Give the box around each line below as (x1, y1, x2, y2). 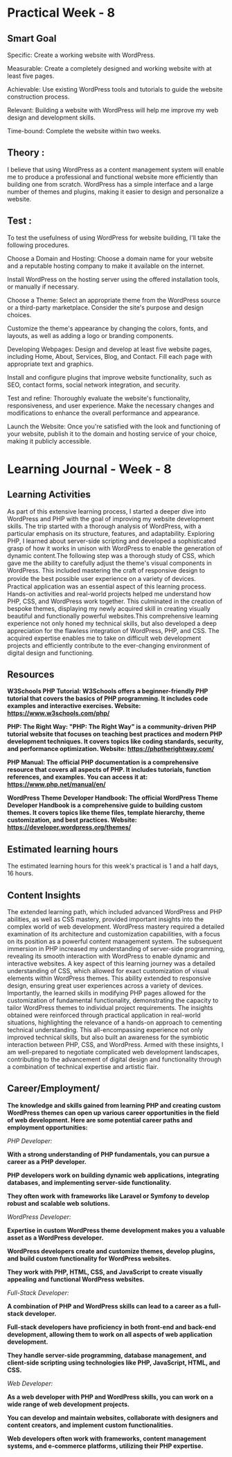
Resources (7, 668, 55, 681)
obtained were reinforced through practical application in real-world (7, 1011, 201, 1020)
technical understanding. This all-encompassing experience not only (7, 1026, 203, 1034)
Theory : (7, 147, 45, 159)
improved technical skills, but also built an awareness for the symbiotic (7, 1033, 209, 1042)
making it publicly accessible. (7, 437, 91, 445)
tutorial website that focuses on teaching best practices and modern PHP (7, 730, 223, 739)
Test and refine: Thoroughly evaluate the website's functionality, (7, 394, 190, 402)
